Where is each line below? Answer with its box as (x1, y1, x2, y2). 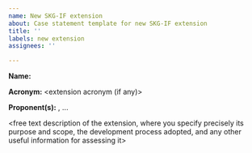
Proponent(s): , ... (8, 103, 69, 113)
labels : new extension (8, 34, 85, 43)
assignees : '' (8, 42, 57, 50)
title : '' (8, 27, 42, 35)
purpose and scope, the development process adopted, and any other (8, 127, 242, 137)
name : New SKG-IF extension (8, 11, 103, 20)
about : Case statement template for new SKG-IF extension (8, 19, 208, 28)
